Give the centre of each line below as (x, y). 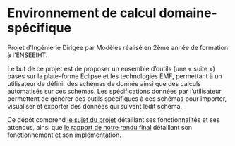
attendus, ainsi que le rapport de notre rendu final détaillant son (100, 127)
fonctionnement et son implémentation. (65, 135)
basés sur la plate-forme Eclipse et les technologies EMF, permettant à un (115, 76)
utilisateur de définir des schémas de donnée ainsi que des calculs (104, 83)
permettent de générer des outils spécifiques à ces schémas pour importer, (117, 98)
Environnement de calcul (82, 13)
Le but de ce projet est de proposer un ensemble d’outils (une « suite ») (111, 68)
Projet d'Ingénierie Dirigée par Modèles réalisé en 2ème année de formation (117, 47)
